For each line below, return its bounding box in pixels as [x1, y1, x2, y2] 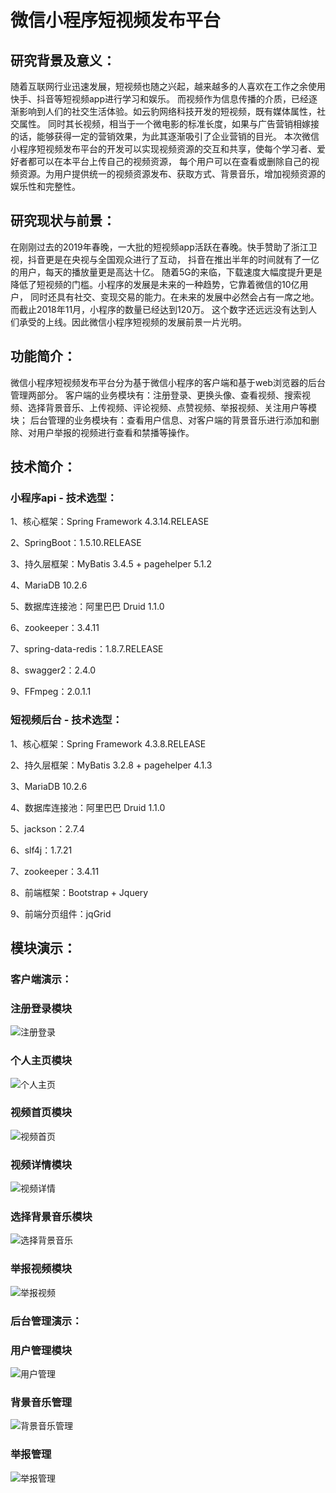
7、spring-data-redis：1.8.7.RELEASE [10, 643, 164, 655]
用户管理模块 [10, 1343, 73, 1357]
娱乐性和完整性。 [10, 181, 81, 192]
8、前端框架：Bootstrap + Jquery [10, 886, 149, 898]
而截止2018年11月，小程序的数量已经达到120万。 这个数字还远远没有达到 [10, 303, 309, 315]
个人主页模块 [10, 1054, 73, 1068]
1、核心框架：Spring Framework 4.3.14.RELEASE [10, 516, 210, 528]
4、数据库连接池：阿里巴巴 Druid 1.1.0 [10, 801, 166, 813]
